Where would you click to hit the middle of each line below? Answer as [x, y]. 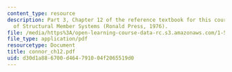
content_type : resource [41, 13]
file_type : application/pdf [48, 39]
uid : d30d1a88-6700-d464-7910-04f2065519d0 [71, 58]
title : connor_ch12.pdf [41, 52]
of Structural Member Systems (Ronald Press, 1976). [91, 26]
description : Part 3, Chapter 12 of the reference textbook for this [109, 20]
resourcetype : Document [41, 45]
